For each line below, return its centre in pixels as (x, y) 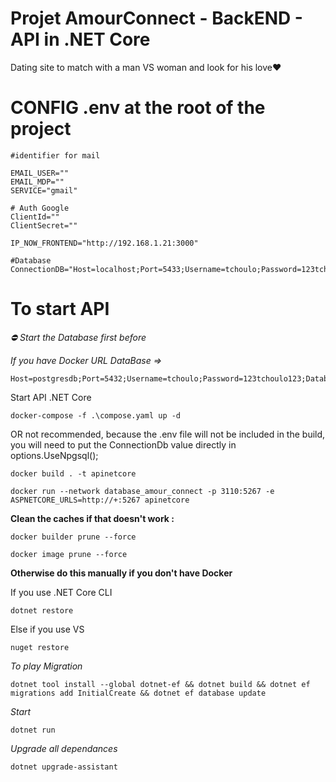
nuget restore (40, 647)
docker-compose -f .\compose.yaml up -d (96, 415)
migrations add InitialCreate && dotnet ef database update (138, 693)
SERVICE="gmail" (44, 190)
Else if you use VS (47, 629)
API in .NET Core (80, 39)
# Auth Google (40, 208)
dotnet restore (42, 610)
